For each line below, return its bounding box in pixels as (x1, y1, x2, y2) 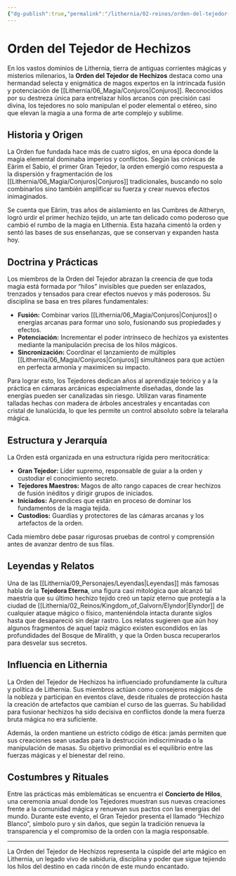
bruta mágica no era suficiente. (7, 714, 98, 724)
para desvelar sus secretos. (7, 639, 88, 647)
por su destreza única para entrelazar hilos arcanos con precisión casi (7, 93, 211, 102)
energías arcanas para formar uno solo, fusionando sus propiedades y (17, 318, 221, 327)
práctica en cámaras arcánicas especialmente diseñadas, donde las (7, 384, 204, 393)
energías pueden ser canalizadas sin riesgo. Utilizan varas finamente (7, 391, 207, 400)
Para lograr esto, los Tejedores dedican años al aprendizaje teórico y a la (7, 377, 218, 385)
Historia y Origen (7, 129, 83, 140)
